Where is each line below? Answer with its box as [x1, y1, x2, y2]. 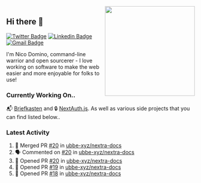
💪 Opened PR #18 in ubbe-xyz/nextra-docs [14, 170, 121, 177]
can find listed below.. [6, 114, 60, 121]
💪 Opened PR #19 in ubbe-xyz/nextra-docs [14, 164, 121, 171]
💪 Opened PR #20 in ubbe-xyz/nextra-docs [14, 157, 123, 164]
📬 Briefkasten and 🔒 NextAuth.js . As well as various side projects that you [6, 105, 190, 112]
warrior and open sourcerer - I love [6, 57, 93, 64]
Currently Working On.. [6, 91, 76, 99]
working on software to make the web [6, 63, 100, 71]
